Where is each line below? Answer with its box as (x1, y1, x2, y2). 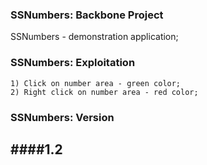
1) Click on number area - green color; (10, 78, 182, 88)
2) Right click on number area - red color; (10, 87, 199, 97)
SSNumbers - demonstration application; (10, 31, 179, 43)
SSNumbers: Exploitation (10, 56, 136, 70)
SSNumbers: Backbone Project (10, 8, 164, 22)
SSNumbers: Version (10, 110, 115, 124)
